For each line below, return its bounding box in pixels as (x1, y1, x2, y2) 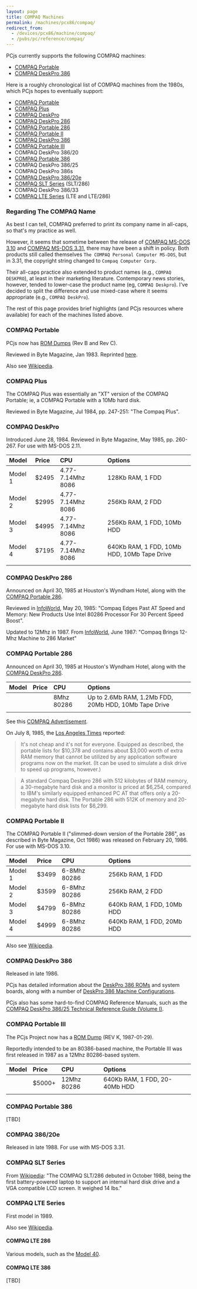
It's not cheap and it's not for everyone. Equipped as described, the (20, 740, 184, 748)
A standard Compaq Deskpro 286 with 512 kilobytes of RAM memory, (20, 777, 189, 784)
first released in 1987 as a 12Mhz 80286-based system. (6, 1051, 140, 1058)
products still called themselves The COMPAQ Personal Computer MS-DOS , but (6, 251, 186, 258)
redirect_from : (6, 25, 43, 31)
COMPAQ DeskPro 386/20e (14, 174, 82, 181)
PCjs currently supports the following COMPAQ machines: (6, 52, 147, 59)
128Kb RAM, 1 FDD (107, 473, 162, 482)
